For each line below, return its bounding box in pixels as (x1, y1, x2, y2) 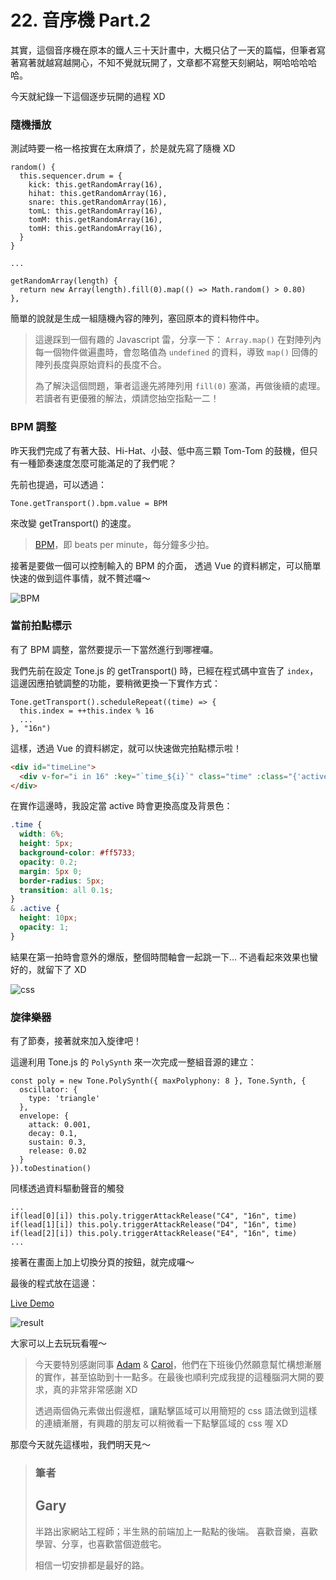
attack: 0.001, (28, 1120, 92, 1130)
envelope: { (19, 1111, 70, 1121)
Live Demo (10, 1297, 55, 1310)
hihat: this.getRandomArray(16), (28, 189, 168, 199)
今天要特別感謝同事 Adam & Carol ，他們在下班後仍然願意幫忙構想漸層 (34, 1359, 322, 1371)
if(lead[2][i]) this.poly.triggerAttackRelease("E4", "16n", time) (10, 1229, 298, 1239)
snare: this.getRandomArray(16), (28, 197, 168, 208)
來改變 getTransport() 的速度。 (10, 517, 137, 529)
